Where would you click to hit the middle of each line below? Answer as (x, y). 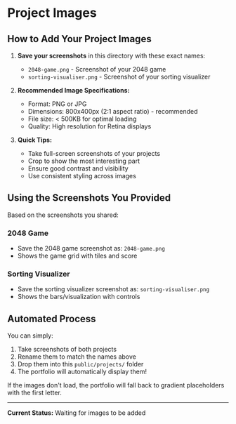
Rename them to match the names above (77, 357)
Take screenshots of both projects (67, 350)
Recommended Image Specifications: (73, 90)
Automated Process (52, 318)
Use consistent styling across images (82, 176)
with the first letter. (34, 393)
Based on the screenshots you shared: (63, 215)
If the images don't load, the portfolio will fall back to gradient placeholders (116, 385)
